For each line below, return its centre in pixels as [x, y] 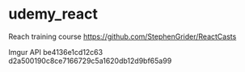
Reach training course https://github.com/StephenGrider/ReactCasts [122, 36]
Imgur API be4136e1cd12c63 [56, 52]
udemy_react [53, 14]
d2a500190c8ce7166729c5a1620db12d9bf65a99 [90, 61]
